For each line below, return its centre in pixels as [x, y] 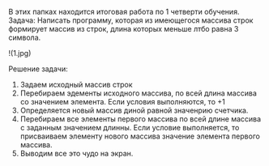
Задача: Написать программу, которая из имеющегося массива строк [131, 20]
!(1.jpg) [20, 53]
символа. [25, 37]
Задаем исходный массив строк [76, 85]
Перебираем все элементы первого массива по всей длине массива [141, 119]
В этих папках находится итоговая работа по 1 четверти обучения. [124, 12]
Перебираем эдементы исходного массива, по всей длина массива [139, 93]
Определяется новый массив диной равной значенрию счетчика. [134, 110]
